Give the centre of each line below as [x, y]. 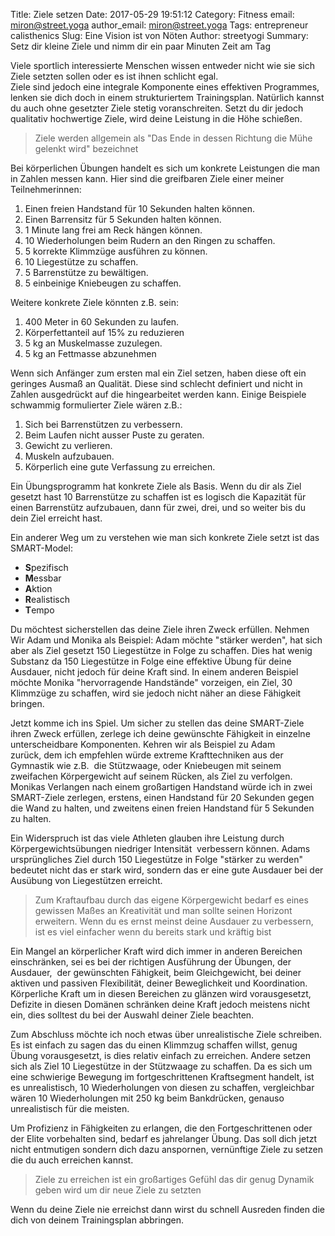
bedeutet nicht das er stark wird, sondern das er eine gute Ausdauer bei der [167, 870]
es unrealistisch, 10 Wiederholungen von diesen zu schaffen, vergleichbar [162, 1087]
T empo [39, 610]
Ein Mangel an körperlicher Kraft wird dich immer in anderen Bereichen [156, 951]
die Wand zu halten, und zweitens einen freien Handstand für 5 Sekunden [162, 808]
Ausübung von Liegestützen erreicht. [86, 880]
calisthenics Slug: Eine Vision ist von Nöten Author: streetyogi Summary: [159, 35]
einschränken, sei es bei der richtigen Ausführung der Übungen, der [151, 962]
